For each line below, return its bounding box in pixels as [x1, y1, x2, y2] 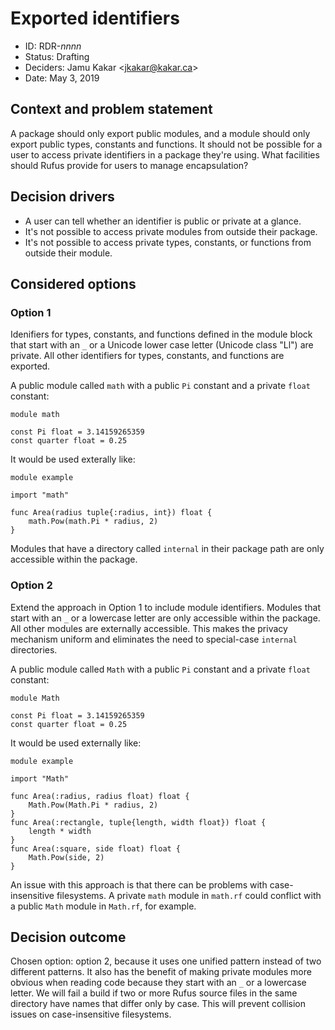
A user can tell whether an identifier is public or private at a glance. [24, 215, 302, 227]
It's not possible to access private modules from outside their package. [24, 225, 318, 237]
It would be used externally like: [10, 737, 142, 749]
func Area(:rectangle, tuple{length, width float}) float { [10, 817, 267, 827]
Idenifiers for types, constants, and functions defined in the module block [10, 328, 313, 341]
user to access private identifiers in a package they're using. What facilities [10, 148, 320, 161]
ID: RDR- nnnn [24, 40, 82, 52]
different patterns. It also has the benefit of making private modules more [10, 966, 312, 978]
